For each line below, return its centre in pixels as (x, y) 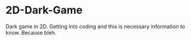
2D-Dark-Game (44, 10)
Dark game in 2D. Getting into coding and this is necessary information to (95, 26)
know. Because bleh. (31, 32)
